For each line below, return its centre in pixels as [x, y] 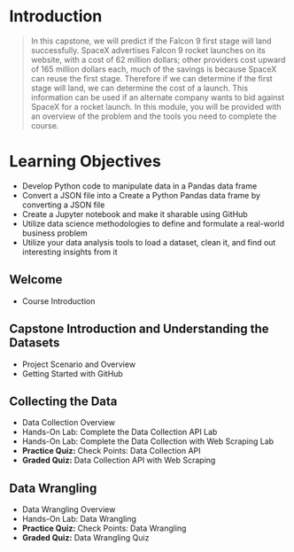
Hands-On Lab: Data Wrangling [79, 519]
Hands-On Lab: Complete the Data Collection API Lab [120, 432]
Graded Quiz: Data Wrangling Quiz [85, 538]
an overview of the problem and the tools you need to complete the [154, 116]
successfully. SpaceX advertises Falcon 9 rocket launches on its [148, 50]
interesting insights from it [70, 252]
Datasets [35, 343]
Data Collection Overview [68, 423]
